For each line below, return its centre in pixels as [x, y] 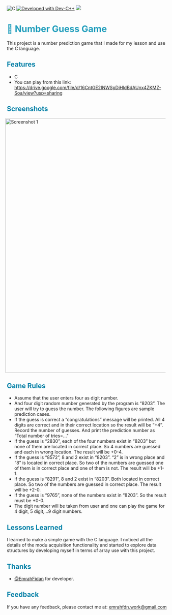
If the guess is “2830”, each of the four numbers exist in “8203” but [85, 441]
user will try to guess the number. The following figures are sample [84, 409]
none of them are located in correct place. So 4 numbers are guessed [87, 447]
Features [21, 64]
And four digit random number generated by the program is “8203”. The [90, 404]
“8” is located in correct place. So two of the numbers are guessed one [89, 463]
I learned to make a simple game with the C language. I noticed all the [80, 540]
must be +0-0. [29, 501]
